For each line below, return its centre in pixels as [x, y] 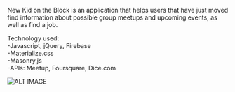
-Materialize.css [31, 53]
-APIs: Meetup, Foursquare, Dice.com [62, 68]
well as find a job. [33, 25]
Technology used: [33, 38]
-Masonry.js [25, 61]
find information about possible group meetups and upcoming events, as [112, 17]
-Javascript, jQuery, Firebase [49, 46]
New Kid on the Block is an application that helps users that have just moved [118, 10]
